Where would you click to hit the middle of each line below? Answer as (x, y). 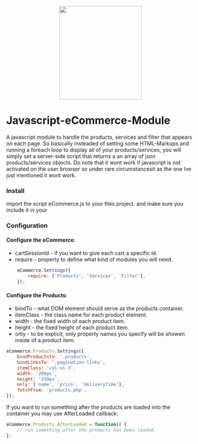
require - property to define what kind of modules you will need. (94, 260)
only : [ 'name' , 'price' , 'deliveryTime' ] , (71, 385)
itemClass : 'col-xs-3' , (47, 368)
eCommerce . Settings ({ (44, 270)
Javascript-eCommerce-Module (88, 121)
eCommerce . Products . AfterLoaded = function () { (67, 425)
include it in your (27, 210)
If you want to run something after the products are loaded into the (88, 407)
